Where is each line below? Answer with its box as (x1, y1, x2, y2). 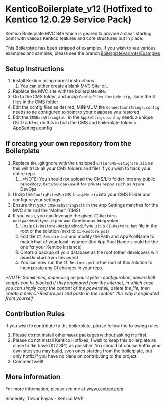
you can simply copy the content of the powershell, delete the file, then (5, 285, 150, 291)
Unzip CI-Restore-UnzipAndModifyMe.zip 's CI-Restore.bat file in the (20, 223, 158, 229)
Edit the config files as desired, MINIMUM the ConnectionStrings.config (12, 104, 160, 110)
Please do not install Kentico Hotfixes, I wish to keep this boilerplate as (12, 337, 156, 343)
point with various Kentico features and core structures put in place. (5, 36, 144, 41)
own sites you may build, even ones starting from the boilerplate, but (12, 348, 152, 354)
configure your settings (12, 196, 61, 203)
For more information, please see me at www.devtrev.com (5, 386, 124, 392)
